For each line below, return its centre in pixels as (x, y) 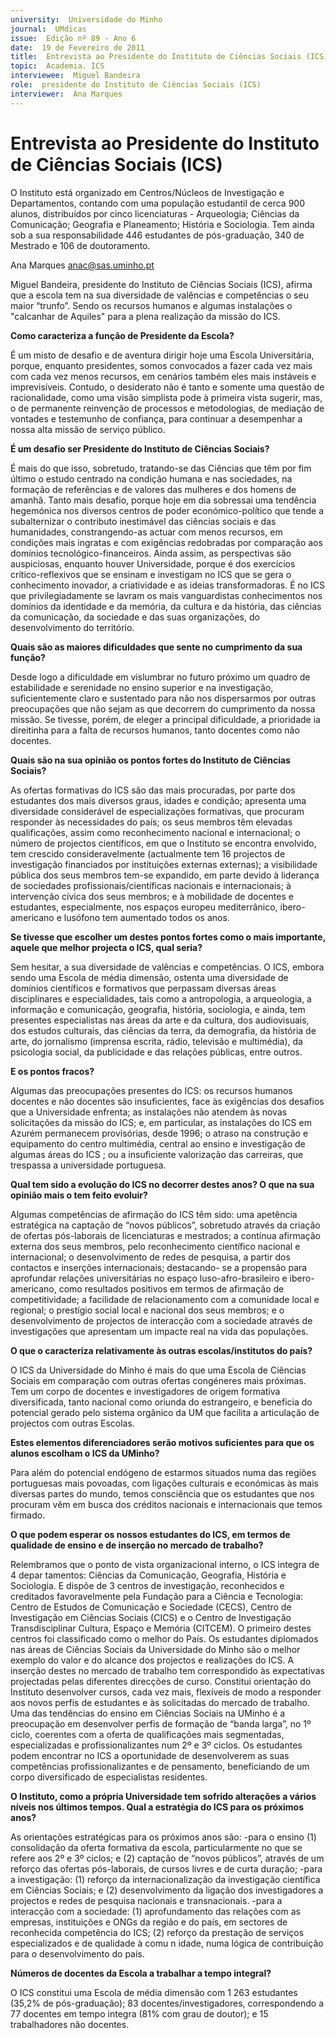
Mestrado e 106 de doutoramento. (80, 245)
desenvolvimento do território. (72, 627)
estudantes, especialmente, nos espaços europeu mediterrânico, (144, 907)
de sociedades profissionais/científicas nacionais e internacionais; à (151, 885)
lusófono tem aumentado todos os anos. (146, 917)
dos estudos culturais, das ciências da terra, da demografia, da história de (163, 1030)
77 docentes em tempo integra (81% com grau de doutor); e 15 (139, 2013)
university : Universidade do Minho (86, 19)
